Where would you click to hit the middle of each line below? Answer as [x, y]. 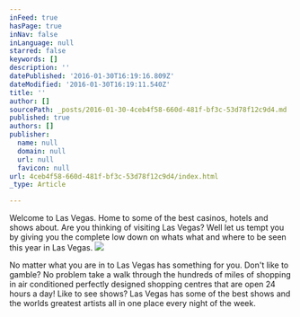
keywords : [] [34, 59]
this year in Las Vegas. [51, 248]
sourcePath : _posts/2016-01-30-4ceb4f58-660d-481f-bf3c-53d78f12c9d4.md [148, 110]
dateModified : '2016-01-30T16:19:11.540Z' [90, 84]
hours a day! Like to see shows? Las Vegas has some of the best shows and [150, 294]
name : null [38, 143]
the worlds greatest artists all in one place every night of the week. [132, 304]
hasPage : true [36, 26]
